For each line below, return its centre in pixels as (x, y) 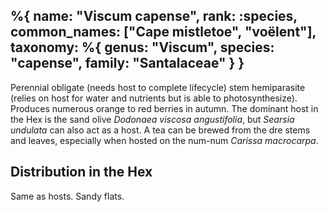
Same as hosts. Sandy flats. (67, 196)
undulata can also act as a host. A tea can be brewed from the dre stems (160, 130)
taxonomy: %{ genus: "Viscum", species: (142, 47)
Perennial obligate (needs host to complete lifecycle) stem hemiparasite (158, 87)
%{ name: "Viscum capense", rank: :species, (154, 16)
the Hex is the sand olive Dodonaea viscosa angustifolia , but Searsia (152, 119)
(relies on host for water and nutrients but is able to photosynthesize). (154, 98)
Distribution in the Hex (81, 172)
